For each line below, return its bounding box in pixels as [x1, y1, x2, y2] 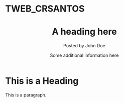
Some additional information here [50, 52, 119, 58]
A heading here [52, 26, 117, 38]
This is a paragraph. [5, 91, 47, 98]
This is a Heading [5, 75, 79, 87]
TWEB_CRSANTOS [5, 3, 85, 15]
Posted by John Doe [63, 43, 105, 49]
